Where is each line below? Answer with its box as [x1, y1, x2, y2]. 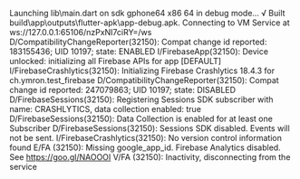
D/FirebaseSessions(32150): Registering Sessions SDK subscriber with [9, 94, 274, 105]
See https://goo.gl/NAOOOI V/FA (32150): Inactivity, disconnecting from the [9, 152, 291, 162]
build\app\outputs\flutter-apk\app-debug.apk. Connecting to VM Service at [9, 17, 290, 28]
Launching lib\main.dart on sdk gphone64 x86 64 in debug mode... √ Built [9, 8, 285, 18]
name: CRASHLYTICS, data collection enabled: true [9, 104, 202, 114]
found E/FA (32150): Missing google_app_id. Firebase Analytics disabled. [9, 142, 281, 153]
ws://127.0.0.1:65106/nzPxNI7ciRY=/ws [9, 27, 152, 37]
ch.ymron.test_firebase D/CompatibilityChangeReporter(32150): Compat [9, 75, 279, 85]
